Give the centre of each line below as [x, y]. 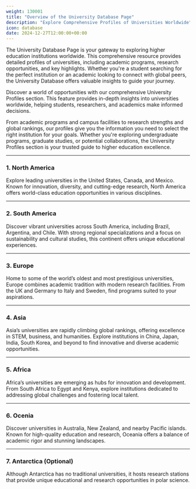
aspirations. [20, 297]
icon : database [24, 28]
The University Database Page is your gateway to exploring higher [86, 50]
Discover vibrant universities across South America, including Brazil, [88, 226]
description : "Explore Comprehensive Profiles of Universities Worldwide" [99, 22]
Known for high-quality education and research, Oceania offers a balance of [98, 434]
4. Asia [16, 318]
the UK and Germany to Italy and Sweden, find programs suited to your [91, 291]
